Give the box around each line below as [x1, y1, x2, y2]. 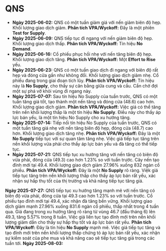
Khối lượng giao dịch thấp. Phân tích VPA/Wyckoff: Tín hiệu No [12, 40, 143, 46]
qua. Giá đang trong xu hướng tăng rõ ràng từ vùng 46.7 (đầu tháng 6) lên [5, 208, 156, 214]
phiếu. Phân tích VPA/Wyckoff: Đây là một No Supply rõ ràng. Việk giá [12, 167, 159, 173]
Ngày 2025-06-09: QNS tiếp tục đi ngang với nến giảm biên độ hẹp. [12, 35, 154, 41]
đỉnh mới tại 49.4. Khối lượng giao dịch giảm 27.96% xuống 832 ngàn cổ [12, 162, 160, 168]
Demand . [12, 46, 32, 52]
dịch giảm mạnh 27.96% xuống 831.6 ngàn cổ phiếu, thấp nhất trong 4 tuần [5, 203, 159, 209]
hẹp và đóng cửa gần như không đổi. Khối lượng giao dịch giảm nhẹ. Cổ [12, 72, 159, 78]
